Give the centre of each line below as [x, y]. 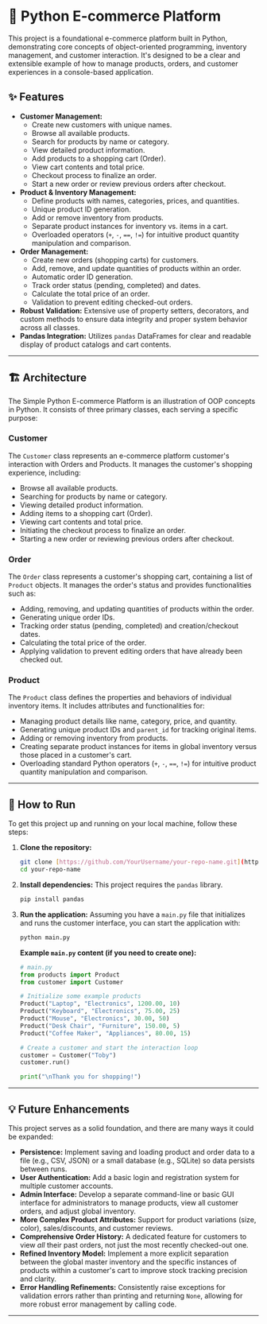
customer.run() [45, 1062]
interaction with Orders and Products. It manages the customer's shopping [130, 464]
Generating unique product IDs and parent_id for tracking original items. [138, 730]
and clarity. [38, 1279]
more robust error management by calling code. [98, 1304]
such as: [22, 594]
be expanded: [31, 1136]
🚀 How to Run [42, 804]
